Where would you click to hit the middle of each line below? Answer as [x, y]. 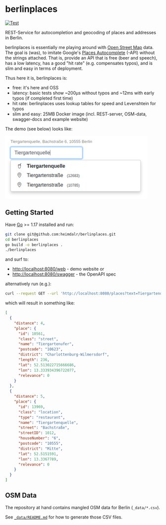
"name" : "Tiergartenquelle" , [48, 422]
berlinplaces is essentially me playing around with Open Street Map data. [80, 47]
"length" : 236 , [34, 360]
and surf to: [17, 259]
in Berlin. [14, 38]
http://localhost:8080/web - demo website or [58, 269]
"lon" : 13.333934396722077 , [47, 370]
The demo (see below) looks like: [39, 129]
